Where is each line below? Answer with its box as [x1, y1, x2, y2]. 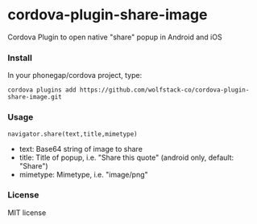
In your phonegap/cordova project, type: [7, 71, 143, 80]
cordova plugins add [7, 86, 77, 94]
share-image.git [7, 93, 62, 101]
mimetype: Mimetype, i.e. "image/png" [19, 169, 148, 179]
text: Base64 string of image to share [19, 144, 143, 153]
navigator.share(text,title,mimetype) [7, 130, 138, 138]
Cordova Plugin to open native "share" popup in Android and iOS [7, 32, 222, 42]
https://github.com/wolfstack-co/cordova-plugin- [79, 86, 250, 94]
